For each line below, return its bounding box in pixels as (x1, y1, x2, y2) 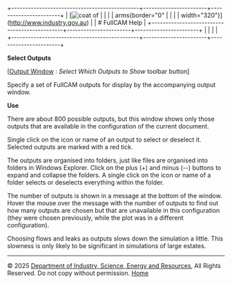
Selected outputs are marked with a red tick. (7, 143, 133, 151)
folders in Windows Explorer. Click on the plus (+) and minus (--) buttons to (7, 164, 222, 171)
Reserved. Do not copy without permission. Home (7, 269, 149, 277)
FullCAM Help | (103, 19, 146, 26)
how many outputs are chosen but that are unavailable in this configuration (7, 207, 220, 214)
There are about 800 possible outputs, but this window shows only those (7, 115, 215, 123)
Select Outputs (7, 54, 52, 62)
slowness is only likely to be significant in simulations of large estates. (7, 242, 206, 249)
